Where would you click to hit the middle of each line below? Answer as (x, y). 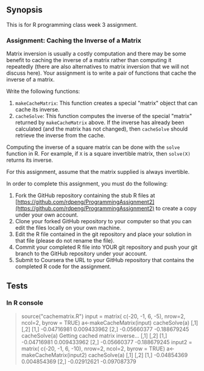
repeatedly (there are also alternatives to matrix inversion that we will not (98, 67)
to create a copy (176, 209)
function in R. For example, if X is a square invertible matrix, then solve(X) (98, 154)
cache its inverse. (37, 109)
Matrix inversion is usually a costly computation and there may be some (96, 54)
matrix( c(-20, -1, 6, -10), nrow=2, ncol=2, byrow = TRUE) (93, 348)
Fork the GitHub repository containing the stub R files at (85, 196)
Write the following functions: (43, 91)
